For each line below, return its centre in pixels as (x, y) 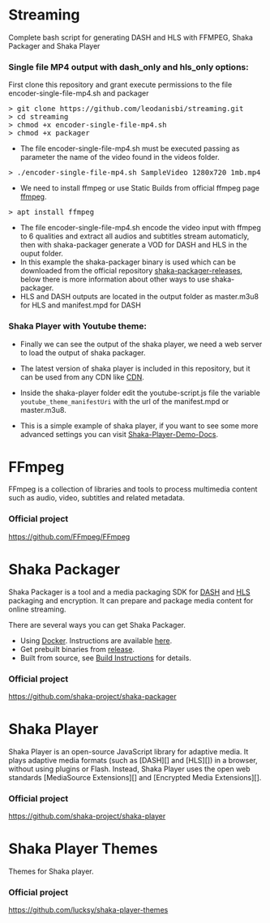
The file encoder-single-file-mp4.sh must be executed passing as (130, 148)
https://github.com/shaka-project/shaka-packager (92, 696)
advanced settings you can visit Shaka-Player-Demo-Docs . (119, 434)
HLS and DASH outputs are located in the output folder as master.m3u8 (139, 297)
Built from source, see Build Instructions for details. (106, 658)
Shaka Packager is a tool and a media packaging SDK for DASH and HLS (129, 592)
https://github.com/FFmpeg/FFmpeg (69, 536)
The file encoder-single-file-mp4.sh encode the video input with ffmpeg (141, 228)
